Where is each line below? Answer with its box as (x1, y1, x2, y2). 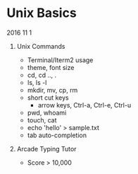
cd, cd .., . (27, 71, 57, 79)
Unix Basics (6, 5, 77, 21)
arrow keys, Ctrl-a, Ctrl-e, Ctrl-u (37, 100, 132, 109)
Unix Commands (16, 42, 65, 50)
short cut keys (27, 93, 69, 102)
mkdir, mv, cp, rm (27, 86, 78, 94)
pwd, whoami (27, 108, 67, 117)
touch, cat (27, 115, 57, 124)
